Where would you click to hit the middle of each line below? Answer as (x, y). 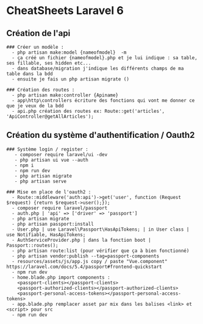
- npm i (24, 165)
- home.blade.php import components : (61, 277)
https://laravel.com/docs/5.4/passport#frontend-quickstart (84, 267)
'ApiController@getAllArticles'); (50, 117)
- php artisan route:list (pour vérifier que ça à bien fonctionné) (101, 251)
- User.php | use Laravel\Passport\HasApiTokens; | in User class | (101, 229)
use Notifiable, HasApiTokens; (46, 235)
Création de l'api (38, 33)
